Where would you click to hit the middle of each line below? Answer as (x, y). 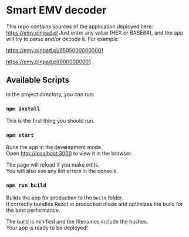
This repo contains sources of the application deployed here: (80, 26)
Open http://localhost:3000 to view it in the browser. (69, 154)
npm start (20, 135)
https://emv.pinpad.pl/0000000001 (48, 62)
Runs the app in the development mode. (54, 147)
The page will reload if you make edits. (53, 165)
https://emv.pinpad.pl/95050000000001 (55, 50)
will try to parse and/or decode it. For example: (63, 39)
